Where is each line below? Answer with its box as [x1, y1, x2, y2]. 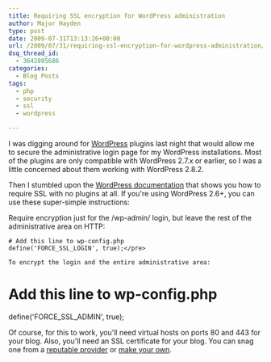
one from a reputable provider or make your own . [8, 344, 172, 354]
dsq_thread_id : [8, 49, 60, 57]
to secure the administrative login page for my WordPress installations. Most [8, 147, 262, 157]
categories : [8, 65, 48, 73]
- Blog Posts [15, 72, 60, 80]
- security [15, 95, 52, 103]
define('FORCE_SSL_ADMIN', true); [8, 312, 125, 322]
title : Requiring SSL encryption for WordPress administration [8, 11, 226, 20]
